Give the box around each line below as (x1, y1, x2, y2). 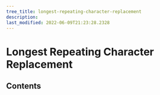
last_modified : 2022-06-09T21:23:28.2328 (6, 19, 110, 25)
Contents (6, 81, 41, 91)
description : (6, 14, 39, 20)
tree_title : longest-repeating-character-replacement (6, 8, 142, 15)
